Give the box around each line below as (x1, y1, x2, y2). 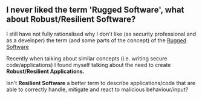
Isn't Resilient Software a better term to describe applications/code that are (6, 79, 195, 86)
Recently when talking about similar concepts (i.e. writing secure (6, 54, 168, 62)
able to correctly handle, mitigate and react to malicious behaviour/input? (6, 86, 189, 93)
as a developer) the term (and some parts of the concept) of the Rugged (6, 36, 187, 44)
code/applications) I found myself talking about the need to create (6, 61, 171, 68)
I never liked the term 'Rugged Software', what (6, 5, 184, 15)
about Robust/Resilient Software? (6, 14, 136, 25)
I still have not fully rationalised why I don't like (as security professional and (6, 30, 197, 37)
